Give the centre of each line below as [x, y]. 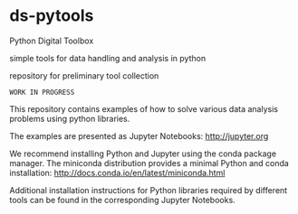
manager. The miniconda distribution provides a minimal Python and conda [149, 163]
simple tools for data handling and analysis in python [108, 58]
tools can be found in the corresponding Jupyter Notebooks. [122, 200]
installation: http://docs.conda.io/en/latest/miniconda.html [117, 172]
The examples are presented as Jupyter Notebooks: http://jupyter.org [139, 135]
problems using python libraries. [70, 118]
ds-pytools [52, 16]
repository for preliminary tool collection [84, 75]
